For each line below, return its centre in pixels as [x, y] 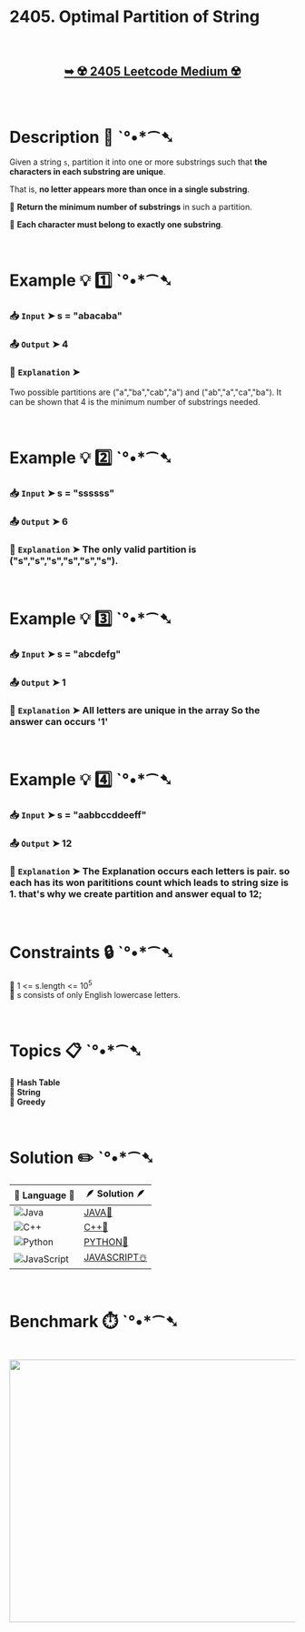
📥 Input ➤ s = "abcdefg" [65, 654]
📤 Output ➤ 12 [41, 843]
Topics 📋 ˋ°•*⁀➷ [76, 1051]
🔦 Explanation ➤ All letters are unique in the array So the [135, 710]
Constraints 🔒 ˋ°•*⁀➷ [92, 952]
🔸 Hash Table [35, 1083]
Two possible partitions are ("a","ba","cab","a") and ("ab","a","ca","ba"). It [146, 392]
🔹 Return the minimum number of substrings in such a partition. [131, 207]
